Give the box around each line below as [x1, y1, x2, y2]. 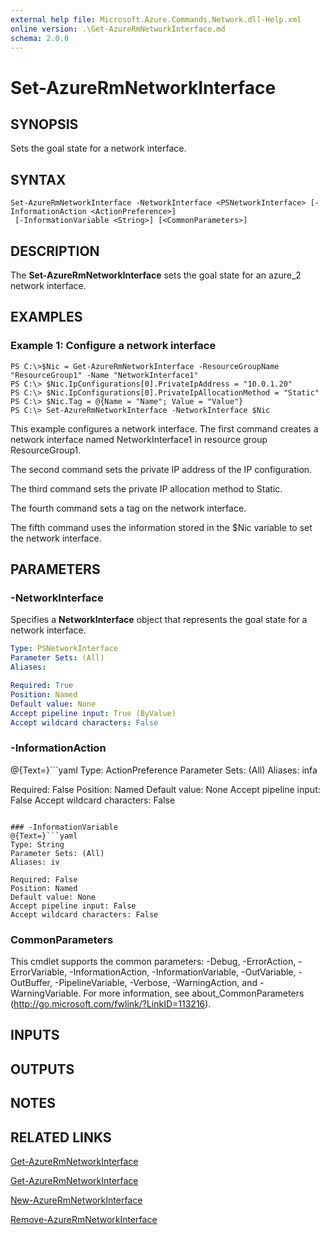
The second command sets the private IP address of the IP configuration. [10, 463, 313, 475]
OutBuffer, [10, 976, 53, 988]
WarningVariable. [10, 987, 82, 999]
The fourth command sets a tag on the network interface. [10, 502, 247, 514]
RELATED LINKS [10, 1129, 112, 1146]
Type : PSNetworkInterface [10, 644, 118, 654]
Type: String [10, 839, 65, 850]
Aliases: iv [10, 857, 60, 867]
